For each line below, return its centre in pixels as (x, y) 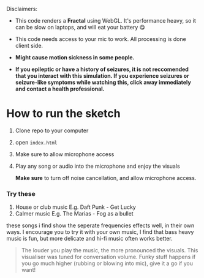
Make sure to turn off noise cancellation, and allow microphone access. (106, 178)
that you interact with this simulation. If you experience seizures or (102, 76)
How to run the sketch (63, 114)
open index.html (36, 142)
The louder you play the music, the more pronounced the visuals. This (110, 250)
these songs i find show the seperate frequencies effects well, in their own (100, 225)
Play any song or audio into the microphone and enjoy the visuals (97, 166)
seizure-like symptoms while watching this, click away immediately (103, 82)
